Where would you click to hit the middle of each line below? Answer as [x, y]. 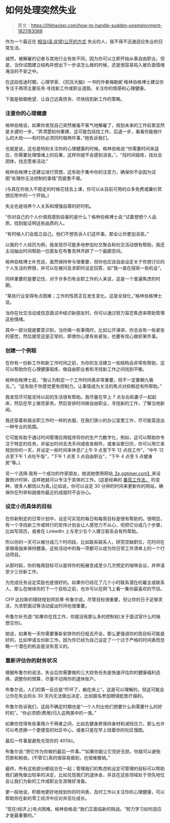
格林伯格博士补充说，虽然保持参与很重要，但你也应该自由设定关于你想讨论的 [85, 262]
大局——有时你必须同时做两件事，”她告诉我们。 [63, 138]
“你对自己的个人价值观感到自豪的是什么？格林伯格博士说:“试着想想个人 [79, 217]
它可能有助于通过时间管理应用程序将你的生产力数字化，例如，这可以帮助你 [83, 437]
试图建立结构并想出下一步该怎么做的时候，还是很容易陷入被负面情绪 [94, 65]
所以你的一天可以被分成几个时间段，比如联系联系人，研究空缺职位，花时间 [83, 542]
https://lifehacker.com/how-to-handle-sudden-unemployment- [97, 25]
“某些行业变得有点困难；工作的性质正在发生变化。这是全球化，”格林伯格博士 [84, 296]
